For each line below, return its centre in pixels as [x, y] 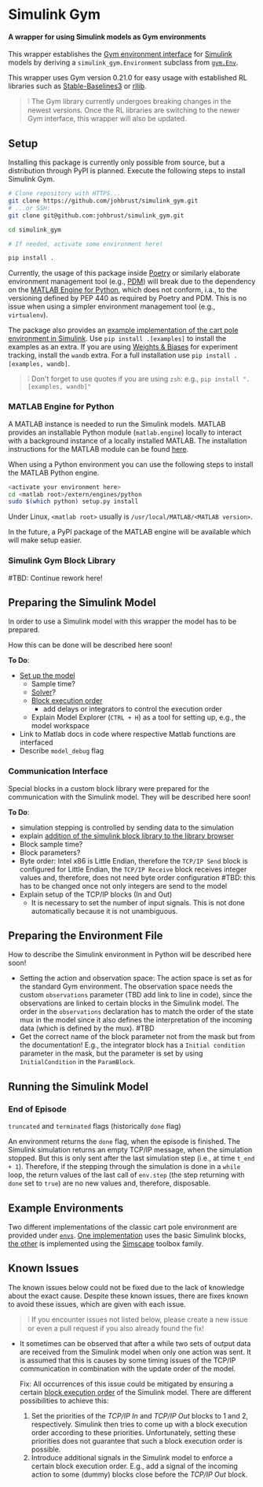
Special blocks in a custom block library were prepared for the [109, 788]
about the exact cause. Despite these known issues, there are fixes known [128, 1296]
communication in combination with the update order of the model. [128, 1368]
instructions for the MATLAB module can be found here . [99, 449]
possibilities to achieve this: [64, 1400]
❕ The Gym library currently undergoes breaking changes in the [129, 102]
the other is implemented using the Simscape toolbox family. [106, 1243]
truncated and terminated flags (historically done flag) [95, 1126]
